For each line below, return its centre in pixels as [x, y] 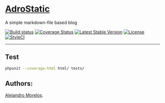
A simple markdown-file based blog [41, 22]
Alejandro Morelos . [24, 95]
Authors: [19, 84]
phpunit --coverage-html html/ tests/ [45, 68]
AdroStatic [27, 9]
